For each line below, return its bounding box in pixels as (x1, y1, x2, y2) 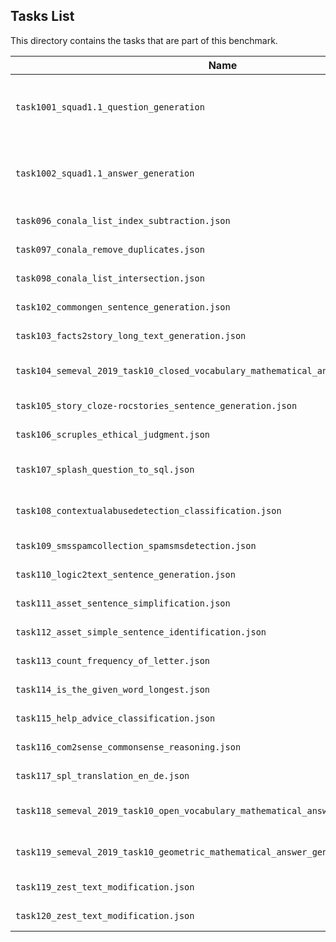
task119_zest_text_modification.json (15, 881, 195, 893)
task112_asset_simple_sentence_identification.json (15, 626, 267, 638)
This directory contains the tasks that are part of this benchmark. (10, 34, 278, 46)
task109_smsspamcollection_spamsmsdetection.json (15, 540, 257, 551)
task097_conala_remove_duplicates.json (15, 244, 205, 255)
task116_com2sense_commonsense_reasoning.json (15, 741, 242, 753)
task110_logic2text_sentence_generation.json (15, 569, 236, 580)
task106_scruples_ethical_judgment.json (15, 429, 210, 440)
